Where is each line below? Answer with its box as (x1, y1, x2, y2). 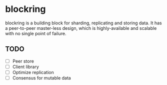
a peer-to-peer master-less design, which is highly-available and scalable (5, 25, 157, 31)
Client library (12, 64, 39, 70)
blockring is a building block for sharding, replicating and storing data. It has (5, 20, 162, 26)
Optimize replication (12, 69, 54, 75)
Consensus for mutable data (12, 75, 71, 81)
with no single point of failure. (5, 30, 66, 36)
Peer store (12, 58, 34, 64)
